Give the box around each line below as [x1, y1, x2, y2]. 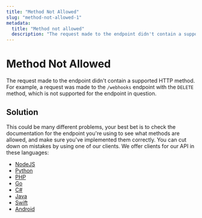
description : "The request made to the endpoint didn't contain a [11, 31, 182, 37]
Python [14, 167, 33, 174]
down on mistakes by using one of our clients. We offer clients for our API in [6, 142, 195, 149]
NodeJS [14, 160, 35, 167]
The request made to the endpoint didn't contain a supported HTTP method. [6, 77, 195, 84]
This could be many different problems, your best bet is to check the [6, 123, 176, 130]
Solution [6, 107, 38, 117]
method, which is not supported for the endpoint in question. [6, 90, 157, 97]
